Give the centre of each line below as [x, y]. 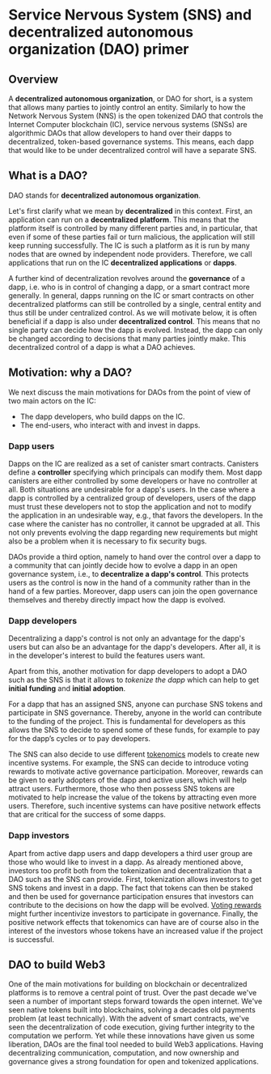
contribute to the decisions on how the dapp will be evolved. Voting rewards [135, 905]
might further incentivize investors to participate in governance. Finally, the [133, 914]
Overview [34, 79]
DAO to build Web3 [57, 964]
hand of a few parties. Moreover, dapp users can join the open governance [133, 591]
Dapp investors [39, 836]
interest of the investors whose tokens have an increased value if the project [136, 931]
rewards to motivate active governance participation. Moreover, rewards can [136, 772]
